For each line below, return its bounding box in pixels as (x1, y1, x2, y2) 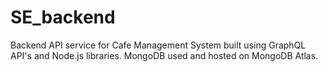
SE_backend (10, 6, 116, 29)
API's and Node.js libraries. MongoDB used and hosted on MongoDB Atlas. (10, 49, 319, 61)
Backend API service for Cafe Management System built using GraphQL (10, 39, 307, 51)
